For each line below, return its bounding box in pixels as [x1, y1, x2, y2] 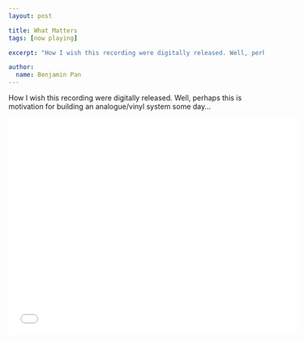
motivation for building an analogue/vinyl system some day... [8, 102, 212, 111]
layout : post [8, 11, 53, 20]
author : [8, 63, 35, 71]
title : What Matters [8, 26, 79, 35]
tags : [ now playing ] [8, 34, 79, 42]
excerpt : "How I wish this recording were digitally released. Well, [8, 49, 249, 57]
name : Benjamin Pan [15, 70, 82, 79]
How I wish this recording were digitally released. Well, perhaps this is [8, 93, 242, 102]
